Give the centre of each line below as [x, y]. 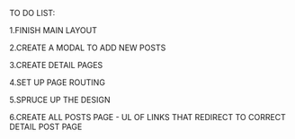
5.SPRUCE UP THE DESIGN [60, 100]
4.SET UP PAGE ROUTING [58, 83]
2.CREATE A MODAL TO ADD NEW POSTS [88, 48]
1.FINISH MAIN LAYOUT [53, 30]
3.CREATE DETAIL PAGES [56, 65]
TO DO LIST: [32, 13]
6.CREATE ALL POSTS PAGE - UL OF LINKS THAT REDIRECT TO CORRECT [147, 117]
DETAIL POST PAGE [46, 126]
